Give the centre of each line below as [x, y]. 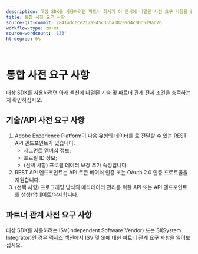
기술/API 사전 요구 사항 [45, 121]
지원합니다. [27, 180]
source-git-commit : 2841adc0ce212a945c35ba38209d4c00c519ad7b [84, 22]
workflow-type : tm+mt [33, 28]
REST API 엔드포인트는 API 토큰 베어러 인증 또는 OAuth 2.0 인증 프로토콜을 [101, 172]
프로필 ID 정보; [40, 157]
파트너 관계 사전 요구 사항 [49, 215]
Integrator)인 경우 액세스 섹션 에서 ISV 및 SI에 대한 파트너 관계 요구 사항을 [90, 237]
